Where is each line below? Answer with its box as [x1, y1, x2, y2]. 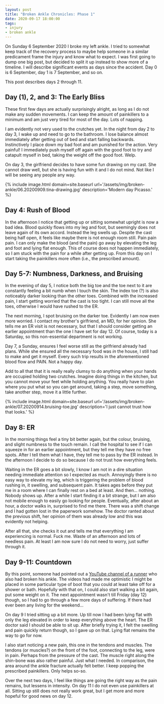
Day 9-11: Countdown [5, 558, 72, 566]
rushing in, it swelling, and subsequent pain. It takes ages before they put [5, 482, 153, 488]
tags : [5, 21, 16, 26]
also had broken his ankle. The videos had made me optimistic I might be [5, 576, 152, 582]
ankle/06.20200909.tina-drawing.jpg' [5, 187, 81, 193]
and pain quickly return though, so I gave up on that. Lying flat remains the [5, 628, 155, 633]
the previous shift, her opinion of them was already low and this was [5, 513, 143, 519]
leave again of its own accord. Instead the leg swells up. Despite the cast [5, 229, 152, 235]
